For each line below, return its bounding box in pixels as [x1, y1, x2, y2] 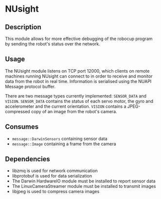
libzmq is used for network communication [12, 168, 98, 174]
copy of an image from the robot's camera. [31, 108, 118, 114]
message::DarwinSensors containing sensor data [12, 136, 108, 141]
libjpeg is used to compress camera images [12, 189, 100, 195]
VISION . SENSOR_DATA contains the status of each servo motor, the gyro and [5, 98, 154, 104]
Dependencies [5, 155, 50, 163]
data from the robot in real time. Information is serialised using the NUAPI [5, 78, 152, 84]
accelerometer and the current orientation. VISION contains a [5, 103, 126, 109]
